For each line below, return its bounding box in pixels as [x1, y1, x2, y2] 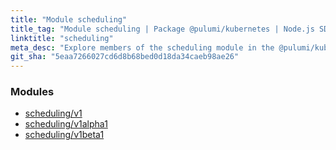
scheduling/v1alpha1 [24, 118, 108, 130]
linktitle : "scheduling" [10, 33, 114, 43]
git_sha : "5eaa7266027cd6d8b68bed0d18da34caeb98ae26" [10, 52, 240, 62]
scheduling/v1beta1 [24, 129, 105, 141]
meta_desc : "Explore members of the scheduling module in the [10, 42, 275, 53]
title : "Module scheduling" [10, 14, 128, 25]
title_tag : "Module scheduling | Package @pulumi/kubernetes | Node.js [10, 24, 315, 34]
